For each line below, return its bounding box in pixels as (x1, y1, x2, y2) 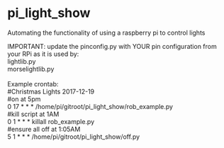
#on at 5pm (7, 94, 41, 103)
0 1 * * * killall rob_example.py (7, 117, 95, 125)
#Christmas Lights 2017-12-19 (7, 87, 95, 96)
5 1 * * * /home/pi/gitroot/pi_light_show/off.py (7, 132, 140, 141)
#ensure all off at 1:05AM (7, 125, 81, 133)
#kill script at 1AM (7, 110, 60, 118)
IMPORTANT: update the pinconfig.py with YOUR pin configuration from (7, 42, 218, 50)
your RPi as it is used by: (7, 50, 79, 58)
